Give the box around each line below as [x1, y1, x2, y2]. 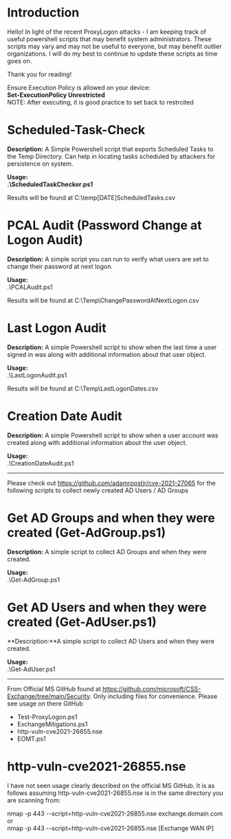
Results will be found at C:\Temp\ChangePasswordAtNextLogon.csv [7, 296, 199, 304]
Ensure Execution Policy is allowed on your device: [7, 83, 151, 91]
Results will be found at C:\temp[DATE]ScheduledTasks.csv [7, 193, 176, 201]
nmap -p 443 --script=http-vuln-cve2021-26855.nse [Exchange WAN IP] [7, 824, 214, 832]
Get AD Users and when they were [7, 600, 207, 615]
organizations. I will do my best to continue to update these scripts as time [7, 50, 218, 58]
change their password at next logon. [7, 262, 113, 270]
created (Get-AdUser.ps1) [7, 614, 157, 630]
